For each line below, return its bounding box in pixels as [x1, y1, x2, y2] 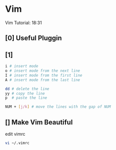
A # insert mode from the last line [5, 77, 80, 82]
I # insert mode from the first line [5, 73, 83, 78]
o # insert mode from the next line [5, 68, 80, 73]
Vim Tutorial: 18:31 [5, 20, 42, 26]
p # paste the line [5, 95, 48, 100]
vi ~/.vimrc [5, 140, 29, 146]
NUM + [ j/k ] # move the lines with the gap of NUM [5, 104, 111, 109]
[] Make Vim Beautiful [5, 118, 73, 126]
